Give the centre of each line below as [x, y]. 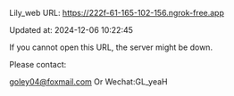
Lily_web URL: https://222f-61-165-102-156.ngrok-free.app [117, 13]
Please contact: [38, 64]
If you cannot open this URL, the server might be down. [111, 47]
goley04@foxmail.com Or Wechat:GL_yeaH [88, 82]
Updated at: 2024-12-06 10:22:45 [71, 30]
